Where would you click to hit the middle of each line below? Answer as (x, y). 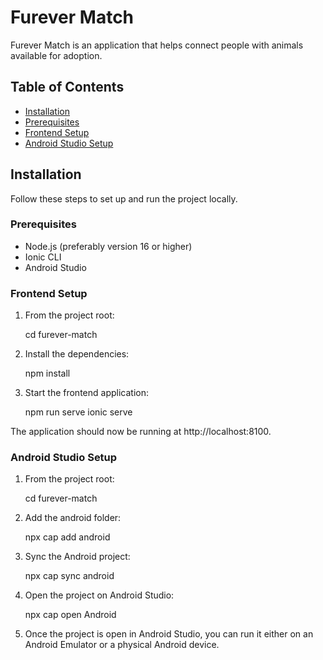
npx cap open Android (70, 615)
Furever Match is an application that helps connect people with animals (157, 45)
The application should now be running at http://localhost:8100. (141, 432)
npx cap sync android (69, 576)
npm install (47, 373)
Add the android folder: (73, 518)
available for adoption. (56, 55)
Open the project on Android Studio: (99, 595)
